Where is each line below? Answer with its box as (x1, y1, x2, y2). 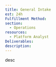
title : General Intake (5, 7, 51, 12)
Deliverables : (5, 39, 34, 44)
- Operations (9, 25, 36, 30)
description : (5, 44, 32, 48)
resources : (5, 30, 27, 35)
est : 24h (5, 12, 23, 17)
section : (5, 21, 23, 26)
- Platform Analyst (9, 35, 49, 40)
